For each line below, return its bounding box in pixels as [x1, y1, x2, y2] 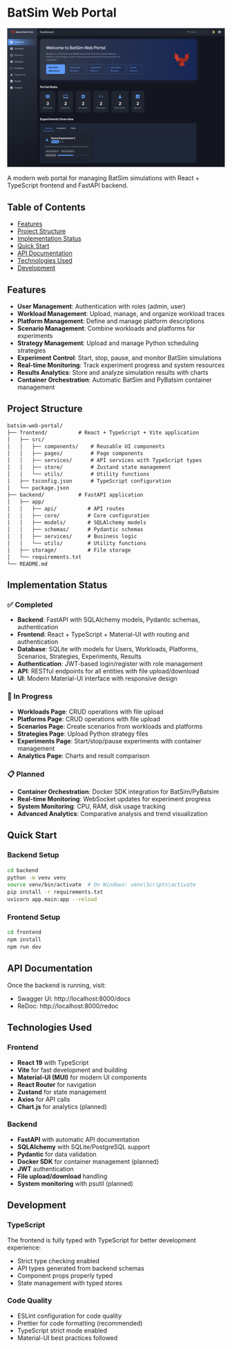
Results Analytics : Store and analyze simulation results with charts [17, 368, 209, 376]
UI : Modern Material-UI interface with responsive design [17, 674, 178, 682]
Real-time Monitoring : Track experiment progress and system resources [17, 361, 225, 369]
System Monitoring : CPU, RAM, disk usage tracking [17, 802, 166, 810]
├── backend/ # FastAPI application [7, 491, 144, 499]
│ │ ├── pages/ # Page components [7, 449, 144, 457]
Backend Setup [7, 850, 60, 860]
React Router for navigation [17, 1080, 97, 1088]
